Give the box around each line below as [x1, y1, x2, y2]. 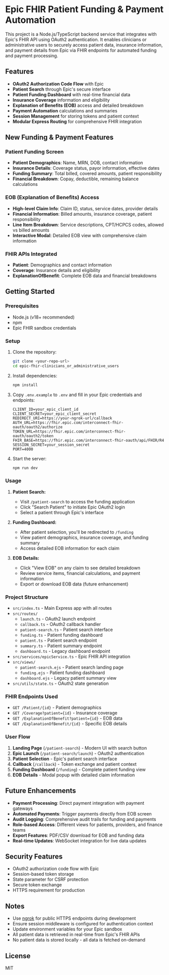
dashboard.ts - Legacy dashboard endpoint [20, 648, 110, 654]
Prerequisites [5, 302, 39, 309]
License [5, 951, 31, 960]
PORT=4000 [12, 447, 34, 452]
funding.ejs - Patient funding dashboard [20, 670, 105, 676]
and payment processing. [5, 52, 59, 59]
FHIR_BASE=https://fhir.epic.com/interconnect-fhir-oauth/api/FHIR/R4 [12, 438, 164, 443]
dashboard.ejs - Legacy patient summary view [20, 675, 117, 681]
